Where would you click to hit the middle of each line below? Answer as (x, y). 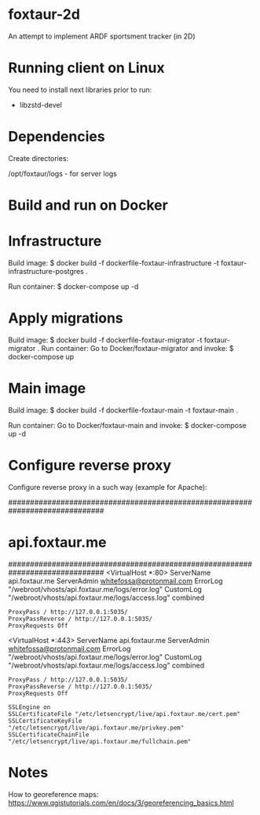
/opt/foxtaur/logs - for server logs (63, 174)
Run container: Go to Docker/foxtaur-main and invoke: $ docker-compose (127, 425)
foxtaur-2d (44, 15)
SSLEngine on (29, 707)
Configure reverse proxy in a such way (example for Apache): (108, 487)
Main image (47, 388)
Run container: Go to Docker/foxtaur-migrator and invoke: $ (137, 348)
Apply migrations (66, 318)
